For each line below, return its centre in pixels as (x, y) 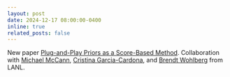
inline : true (26, 26)
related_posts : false (39, 33)
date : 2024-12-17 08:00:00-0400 (54, 20)
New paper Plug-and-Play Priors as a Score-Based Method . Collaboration (114, 53)
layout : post (26, 14)
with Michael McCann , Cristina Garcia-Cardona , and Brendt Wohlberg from (115, 60)
